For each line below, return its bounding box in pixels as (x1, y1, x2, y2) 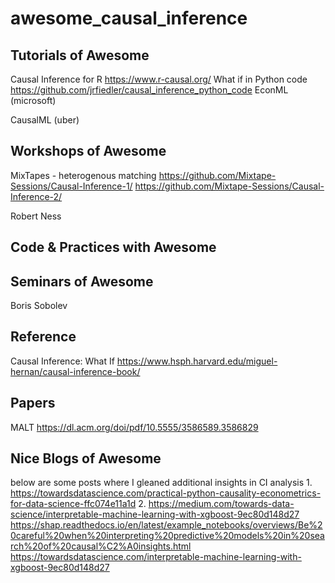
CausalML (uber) (10, 114, 80, 126)
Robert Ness (10, 210, 62, 222)
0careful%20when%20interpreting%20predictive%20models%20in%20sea (10, 530, 325, 542)
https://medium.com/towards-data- (148, 498, 295, 510)
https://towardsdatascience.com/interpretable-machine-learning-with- (10, 551, 302, 563)
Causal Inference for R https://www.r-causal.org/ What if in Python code (10, 73, 308, 85)
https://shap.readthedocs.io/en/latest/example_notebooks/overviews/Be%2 (10, 519, 323, 531)
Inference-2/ (10, 190, 63, 202)
